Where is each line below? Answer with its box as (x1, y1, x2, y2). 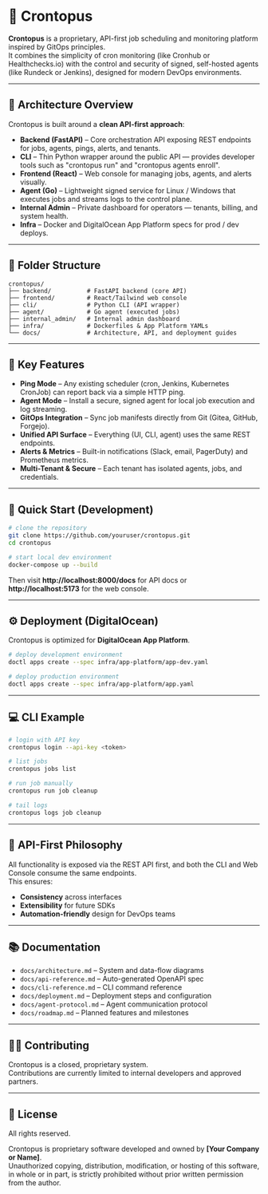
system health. (19, 211, 69, 220)
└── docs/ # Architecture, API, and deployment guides (8, 329, 238, 337)
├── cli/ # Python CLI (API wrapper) (8, 301, 180, 309)
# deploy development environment (8, 650, 124, 659)
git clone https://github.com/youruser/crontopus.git (8, 532, 191, 540)
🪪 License (8, 1107, 58, 1121)
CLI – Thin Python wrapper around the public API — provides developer (19, 152, 255, 161)
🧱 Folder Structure (8, 259, 101, 272)
